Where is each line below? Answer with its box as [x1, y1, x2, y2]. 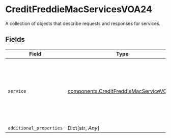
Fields [5, 35, 25, 44]
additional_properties [8, 125, 63, 131]
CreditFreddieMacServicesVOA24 [5, 4, 153, 15]
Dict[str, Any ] [67, 124, 100, 131]
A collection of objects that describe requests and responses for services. [5, 20, 161, 26]
